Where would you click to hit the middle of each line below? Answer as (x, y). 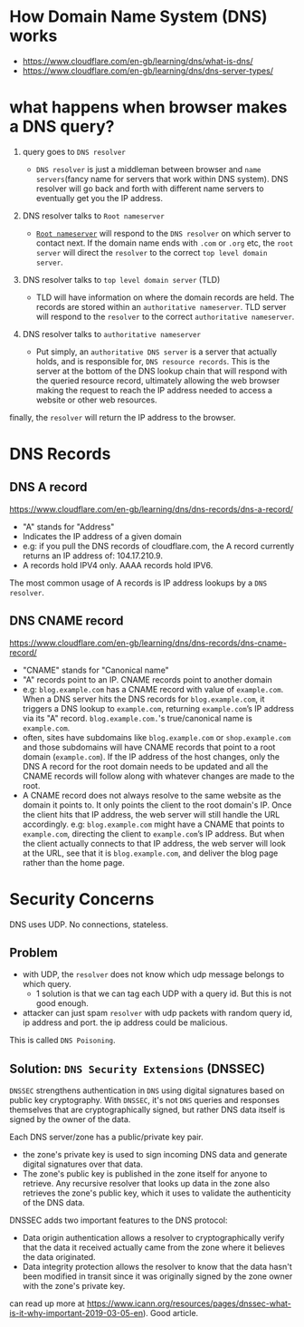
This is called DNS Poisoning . (62, 1041)
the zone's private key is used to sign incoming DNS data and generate (155, 1155)
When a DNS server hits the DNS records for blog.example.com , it (143, 699)
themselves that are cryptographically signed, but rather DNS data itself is (147, 1110)
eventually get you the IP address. (99, 198)
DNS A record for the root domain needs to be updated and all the (145, 766)
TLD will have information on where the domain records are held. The (165, 297)
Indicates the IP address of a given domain (102, 536)
